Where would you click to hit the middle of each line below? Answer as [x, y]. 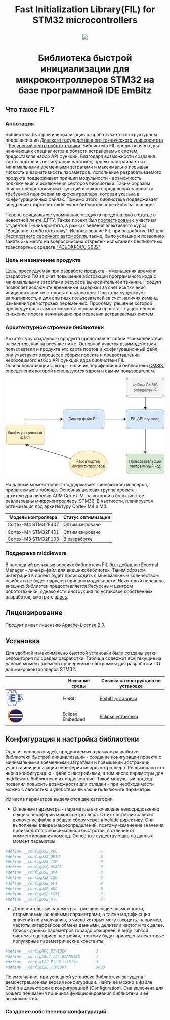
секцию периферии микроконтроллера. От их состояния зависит [83, 814]
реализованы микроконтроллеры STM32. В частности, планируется [79, 501]
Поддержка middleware [36, 553]
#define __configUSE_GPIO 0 [54, 856]
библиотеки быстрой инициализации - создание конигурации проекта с [83, 757]
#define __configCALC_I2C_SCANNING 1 [52, 957]
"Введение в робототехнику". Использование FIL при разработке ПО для [84, 231]
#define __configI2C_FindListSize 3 [52, 962]
